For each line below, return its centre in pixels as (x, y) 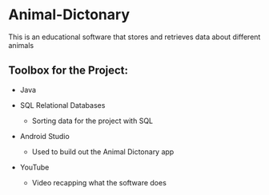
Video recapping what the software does (99, 182)
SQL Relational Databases (62, 105)
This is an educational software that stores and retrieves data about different (134, 37)
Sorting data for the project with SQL (92, 121)
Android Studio (44, 136)
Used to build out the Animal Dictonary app (103, 151)
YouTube (34, 167)
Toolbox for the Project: (68, 71)
